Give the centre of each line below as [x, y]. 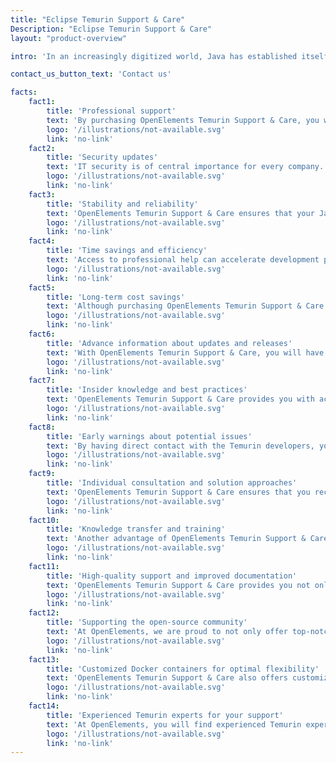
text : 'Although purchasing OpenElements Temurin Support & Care [185, 306]
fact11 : [44, 566]
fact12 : [44, 613]
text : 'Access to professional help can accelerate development [183, 260]
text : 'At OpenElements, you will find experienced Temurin [174, 724]
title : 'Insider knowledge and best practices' [147, 390]
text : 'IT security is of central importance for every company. [185, 167]
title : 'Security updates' [102, 157]
